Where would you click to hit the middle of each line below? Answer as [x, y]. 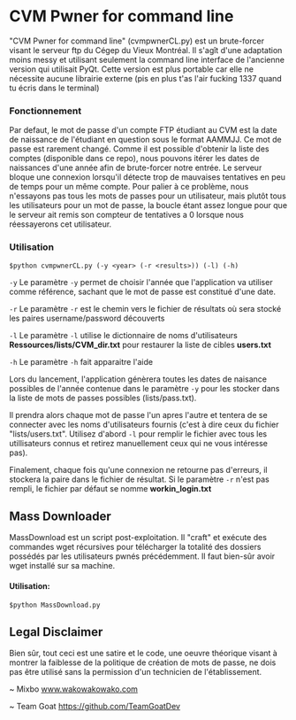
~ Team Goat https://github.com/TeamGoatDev [95, 707]
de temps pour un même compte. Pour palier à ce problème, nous [129, 187]
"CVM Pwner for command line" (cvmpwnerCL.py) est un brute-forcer [137, 41]
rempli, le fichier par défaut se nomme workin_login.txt [110, 488]
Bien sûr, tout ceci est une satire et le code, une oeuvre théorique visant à [144, 654]
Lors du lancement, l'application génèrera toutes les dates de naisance [138, 379]
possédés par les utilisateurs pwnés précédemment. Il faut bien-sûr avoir [142, 556]
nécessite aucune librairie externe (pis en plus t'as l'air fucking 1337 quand [146, 78]
